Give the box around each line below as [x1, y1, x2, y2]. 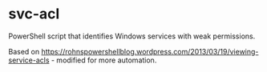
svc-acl [8, 5, 60, 23]
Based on [8, 46, 40, 56]
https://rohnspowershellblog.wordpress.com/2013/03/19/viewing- [41, 46, 259, 56]
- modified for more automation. [51, 55, 157, 65]
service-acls [8, 55, 50, 65]
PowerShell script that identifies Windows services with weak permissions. [8, 31, 256, 41]
